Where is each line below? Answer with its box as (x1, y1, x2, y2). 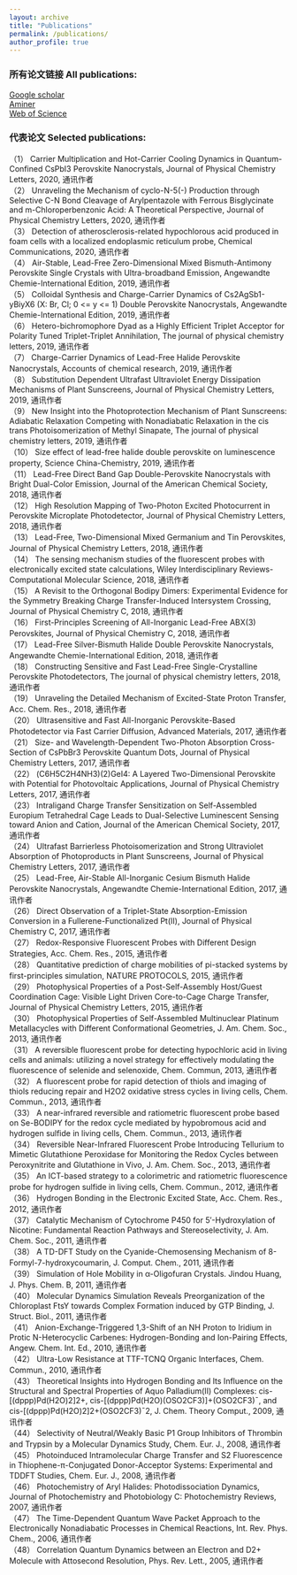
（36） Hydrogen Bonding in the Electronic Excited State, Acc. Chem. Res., (9, 1192, 283, 1203)
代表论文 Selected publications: (9, 132, 147, 144)
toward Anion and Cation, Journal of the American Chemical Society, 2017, (9, 819, 280, 830)
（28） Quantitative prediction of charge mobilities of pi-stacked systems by (9, 959, 288, 970)
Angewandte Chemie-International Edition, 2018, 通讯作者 (9, 649, 219, 660)
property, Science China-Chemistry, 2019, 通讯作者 (9, 457, 196, 468)
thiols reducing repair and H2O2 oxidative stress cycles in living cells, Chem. (9, 1086, 288, 1096)
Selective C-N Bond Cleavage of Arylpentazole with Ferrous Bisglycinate (9, 195, 274, 205)
